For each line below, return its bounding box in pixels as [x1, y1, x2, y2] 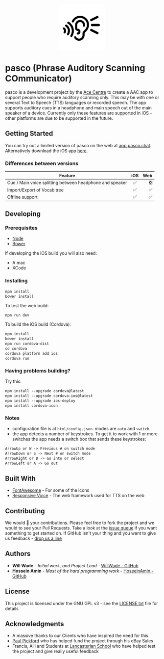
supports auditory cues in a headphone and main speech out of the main [5, 105, 152, 110]
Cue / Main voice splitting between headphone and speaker [7, 180, 127, 185]
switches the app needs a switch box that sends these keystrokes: [12, 436, 146, 442]
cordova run [5, 356, 29, 361]
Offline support [7, 194, 38, 200]
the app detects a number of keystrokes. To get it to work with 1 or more [12, 431, 158, 437]
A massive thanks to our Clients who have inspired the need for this [12, 633, 148, 639]
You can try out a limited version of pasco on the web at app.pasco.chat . [5, 142, 152, 148]
